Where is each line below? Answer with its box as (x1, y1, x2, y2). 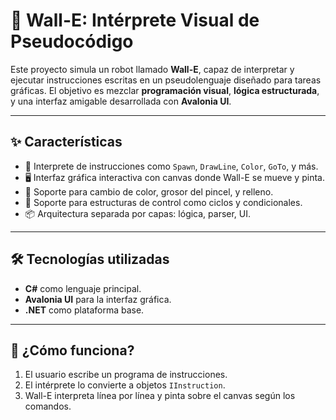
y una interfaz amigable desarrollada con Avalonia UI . (10, 95, 232, 107)
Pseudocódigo (10, 30, 134, 53)
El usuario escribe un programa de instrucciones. (24, 369, 228, 381)
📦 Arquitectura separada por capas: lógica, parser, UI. (24, 207, 252, 219)
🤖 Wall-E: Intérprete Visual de (10, 9, 260, 32)
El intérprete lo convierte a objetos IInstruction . (24, 379, 226, 391)
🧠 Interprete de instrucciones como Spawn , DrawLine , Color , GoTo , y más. (24, 160, 319, 172)
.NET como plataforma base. (24, 304, 145, 316)
